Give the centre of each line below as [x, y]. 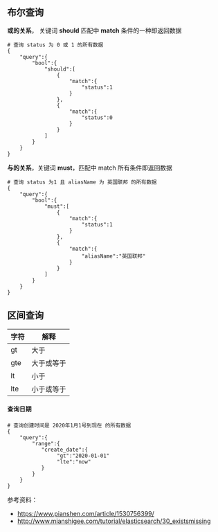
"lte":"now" [74, 462]
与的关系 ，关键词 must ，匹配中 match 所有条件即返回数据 [90, 168]
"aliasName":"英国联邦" [113, 256]
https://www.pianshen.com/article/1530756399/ [85, 513]
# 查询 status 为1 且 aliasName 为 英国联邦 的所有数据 [82, 182]
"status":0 [97, 117]
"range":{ [46, 443]
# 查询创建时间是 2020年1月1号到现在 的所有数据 [69, 425]
